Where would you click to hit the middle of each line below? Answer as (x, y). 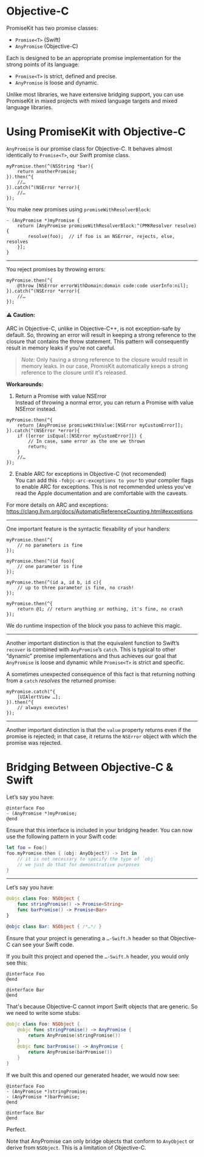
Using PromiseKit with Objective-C (96, 132)
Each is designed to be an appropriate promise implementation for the (94, 58)
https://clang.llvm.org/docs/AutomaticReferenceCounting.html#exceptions (100, 512)
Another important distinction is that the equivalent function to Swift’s (93, 643)
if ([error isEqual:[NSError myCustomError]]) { (80, 436)
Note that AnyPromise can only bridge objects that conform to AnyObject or (100, 1141)
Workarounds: (25, 384)
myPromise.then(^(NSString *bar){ (50, 166)
